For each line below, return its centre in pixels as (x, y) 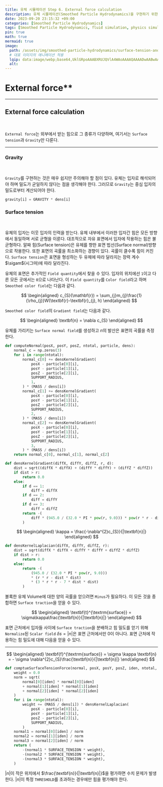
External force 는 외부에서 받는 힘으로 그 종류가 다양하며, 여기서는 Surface (76, 134)
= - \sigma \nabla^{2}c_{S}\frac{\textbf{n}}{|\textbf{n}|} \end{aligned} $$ (81, 659)
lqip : (15, 59)
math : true (16, 37)
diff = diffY (44, 500)
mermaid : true (19, 41)
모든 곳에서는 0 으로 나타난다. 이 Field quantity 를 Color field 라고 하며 (78, 280)
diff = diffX (44, 491)
